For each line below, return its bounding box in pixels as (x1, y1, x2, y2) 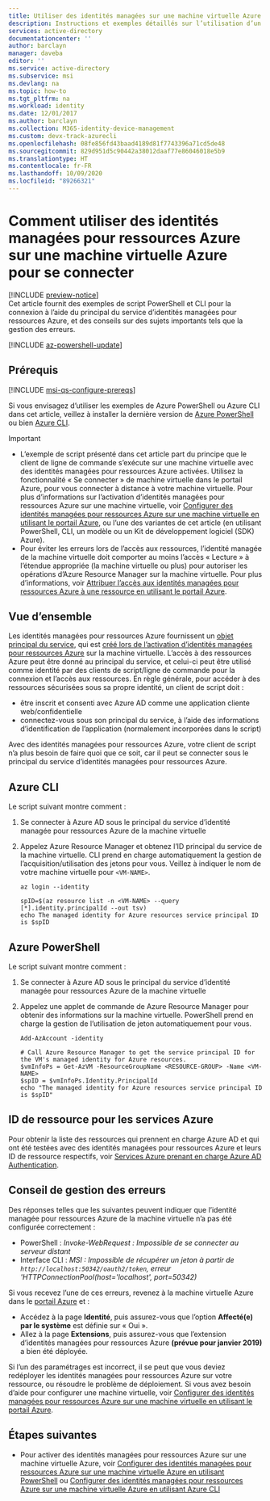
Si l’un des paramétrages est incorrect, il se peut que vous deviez (8, 1362, 226, 1372)
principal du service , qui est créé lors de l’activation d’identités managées (8, 640, 253, 650)
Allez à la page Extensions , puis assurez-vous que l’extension (19, 1329, 227, 1339)
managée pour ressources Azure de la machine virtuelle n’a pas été (8, 1213, 232, 1223)
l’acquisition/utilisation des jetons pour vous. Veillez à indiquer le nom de (19, 859, 262, 868)
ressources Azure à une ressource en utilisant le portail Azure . (19, 587, 227, 596)
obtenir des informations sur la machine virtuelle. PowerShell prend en (19, 1011, 254, 1020)
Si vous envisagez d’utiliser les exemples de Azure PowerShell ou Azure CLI (8, 401, 260, 410)
